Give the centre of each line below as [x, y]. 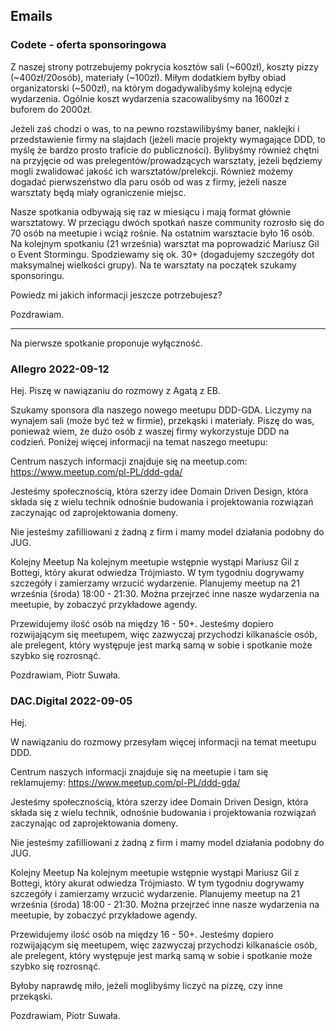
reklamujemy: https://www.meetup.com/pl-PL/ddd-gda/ [125, 783]
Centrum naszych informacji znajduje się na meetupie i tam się [139, 772]
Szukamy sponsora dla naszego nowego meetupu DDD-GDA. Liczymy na [161, 410]
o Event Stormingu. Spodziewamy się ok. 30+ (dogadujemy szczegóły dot [162, 254]
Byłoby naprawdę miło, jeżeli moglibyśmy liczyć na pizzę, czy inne [146, 986]
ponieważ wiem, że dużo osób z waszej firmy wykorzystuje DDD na [150, 431]
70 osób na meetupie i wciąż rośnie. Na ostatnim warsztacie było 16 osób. [162, 233]
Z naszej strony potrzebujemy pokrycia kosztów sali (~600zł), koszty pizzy [164, 66]
